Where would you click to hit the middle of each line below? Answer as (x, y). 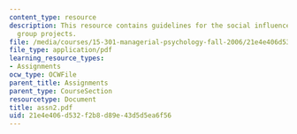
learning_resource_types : (57, 58)
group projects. (47, 33)
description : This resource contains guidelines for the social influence (150, 26)
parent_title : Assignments (59, 83)
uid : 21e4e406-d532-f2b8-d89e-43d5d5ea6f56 (91, 115)
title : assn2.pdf (41, 108)
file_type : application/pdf (61, 50)
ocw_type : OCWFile (43, 75)
